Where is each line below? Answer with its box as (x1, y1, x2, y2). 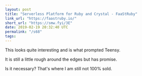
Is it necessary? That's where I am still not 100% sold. (5, 65, 112, 71)
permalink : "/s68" (5, 29, 42, 34)
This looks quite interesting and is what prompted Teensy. (5, 47, 121, 53)
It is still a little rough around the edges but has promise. (5, 56, 117, 62)
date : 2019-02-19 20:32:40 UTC (5, 25, 68, 30)
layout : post (5, 7, 32, 12)
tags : (5, 34, 16, 39)
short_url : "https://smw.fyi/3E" (5, 20, 73, 25)
